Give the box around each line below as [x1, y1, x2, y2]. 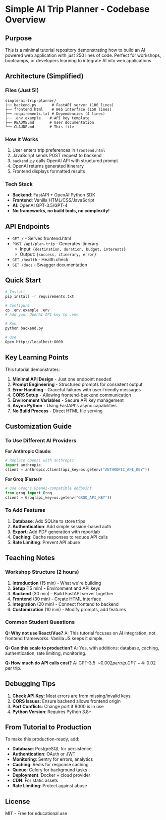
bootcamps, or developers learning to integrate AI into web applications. [5, 58, 153, 63]
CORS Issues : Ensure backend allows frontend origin [12, 698, 121, 704]
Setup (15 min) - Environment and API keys [12, 585, 101, 591]
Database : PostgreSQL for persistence [12, 746, 92, 752]
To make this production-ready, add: [5, 736, 80, 742]
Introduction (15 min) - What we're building [12, 580, 102, 586]
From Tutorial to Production [5, 723, 92, 731]
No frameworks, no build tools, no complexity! [12, 208, 110, 214]
